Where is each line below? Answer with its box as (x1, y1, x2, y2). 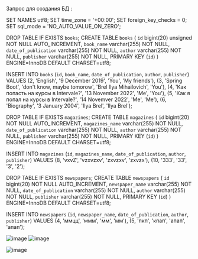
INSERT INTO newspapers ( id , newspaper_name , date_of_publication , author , (6, 211, 189, 218)
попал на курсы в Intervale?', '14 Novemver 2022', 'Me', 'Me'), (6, (6, 96, 167, 103)
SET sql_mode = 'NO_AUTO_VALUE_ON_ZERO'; (6, 23, 121, 30)
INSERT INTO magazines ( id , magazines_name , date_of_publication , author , (6, 150, 186, 157)
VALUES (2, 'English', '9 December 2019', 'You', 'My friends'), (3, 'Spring (6, 77, 183, 84)
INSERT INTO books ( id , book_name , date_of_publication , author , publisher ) (6, 71, 190, 77)
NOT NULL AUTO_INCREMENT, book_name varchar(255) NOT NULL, (6, 41, 170, 47)
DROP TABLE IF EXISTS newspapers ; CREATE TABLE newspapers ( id (6, 174, 170, 181)
